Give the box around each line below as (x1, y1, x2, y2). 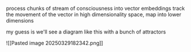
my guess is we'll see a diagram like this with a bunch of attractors (6, 28, 166, 35)
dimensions (6, 17, 34, 24)
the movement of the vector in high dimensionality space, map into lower (6, 11, 182, 18)
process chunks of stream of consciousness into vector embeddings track (6, 5, 185, 12)
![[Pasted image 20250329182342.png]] (6, 40, 103, 46)
